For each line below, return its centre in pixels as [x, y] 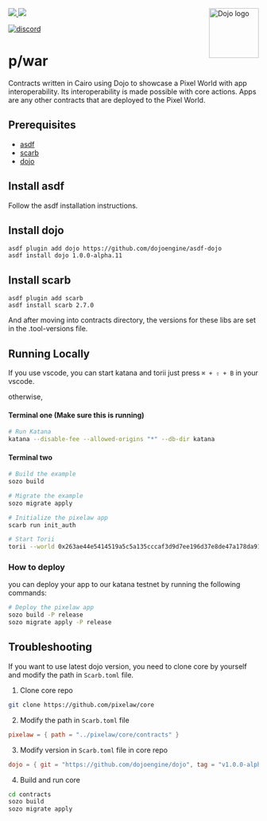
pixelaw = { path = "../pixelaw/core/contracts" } [94, 735]
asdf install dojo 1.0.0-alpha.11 [66, 256]
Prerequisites [42, 125]
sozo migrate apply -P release [60, 623]
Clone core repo [46, 690]
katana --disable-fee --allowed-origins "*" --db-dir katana [112, 440]
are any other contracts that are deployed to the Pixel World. [107, 100]
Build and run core [50, 780]
